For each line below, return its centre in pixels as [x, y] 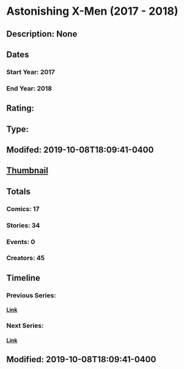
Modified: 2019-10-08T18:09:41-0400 [81, 360]
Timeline [24, 278]
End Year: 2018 [29, 88]
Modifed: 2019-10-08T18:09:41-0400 [80, 150]
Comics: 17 [23, 209]
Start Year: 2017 [31, 72]
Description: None [42, 34]
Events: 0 [21, 242]
